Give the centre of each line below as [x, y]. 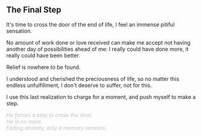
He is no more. [24, 121]
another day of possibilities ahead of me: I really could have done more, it [97, 49]
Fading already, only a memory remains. [57, 128]
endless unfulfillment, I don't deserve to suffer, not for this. [79, 85]
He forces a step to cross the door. [49, 115]
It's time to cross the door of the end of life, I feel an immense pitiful [90, 24]
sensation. [19, 31]
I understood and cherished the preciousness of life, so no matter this [93, 78]
